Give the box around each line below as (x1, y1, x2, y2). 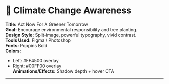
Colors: (5, 48, 21, 54)
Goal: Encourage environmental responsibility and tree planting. (5, 26, 138, 32)
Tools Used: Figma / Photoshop (5, 37, 71, 43)
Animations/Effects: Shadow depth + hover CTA (12, 68, 114, 74)
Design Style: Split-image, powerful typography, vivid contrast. (5, 32, 137, 38)
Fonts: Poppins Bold (5, 42, 48, 48)
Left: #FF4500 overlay (12, 57, 59, 63)
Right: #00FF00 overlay (12, 63, 62, 69)
